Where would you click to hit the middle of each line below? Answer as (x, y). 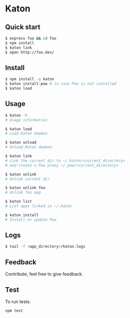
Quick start (23, 27)
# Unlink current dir (28, 179)
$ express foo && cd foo (31, 38)
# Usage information (27, 120)
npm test (14, 311)
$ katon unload (21, 143)
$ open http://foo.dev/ (30, 52)
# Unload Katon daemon (29, 147)
